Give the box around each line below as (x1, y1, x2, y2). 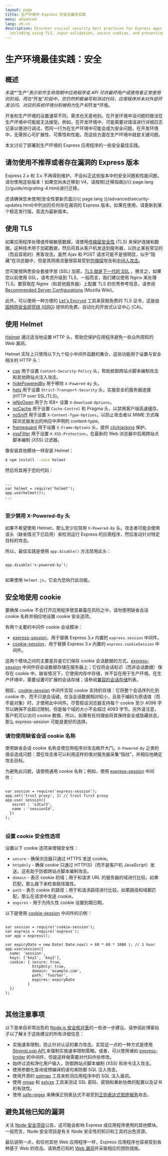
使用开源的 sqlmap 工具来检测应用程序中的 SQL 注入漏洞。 (12, 1073, 133, 1079)
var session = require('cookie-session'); (5, 925, 95, 930)
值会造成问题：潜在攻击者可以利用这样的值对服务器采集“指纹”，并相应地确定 (5, 751, 162, 757)
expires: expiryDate (31, 977, 75, 982)
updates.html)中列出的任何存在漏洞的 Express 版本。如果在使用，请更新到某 (5, 202, 162, 208)
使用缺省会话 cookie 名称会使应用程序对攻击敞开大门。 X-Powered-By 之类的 (5, 745, 159, 751)
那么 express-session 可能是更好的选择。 (5, 719, 90, 725)
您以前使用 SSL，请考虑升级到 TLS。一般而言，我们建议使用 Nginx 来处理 (5, 274, 157, 280)
